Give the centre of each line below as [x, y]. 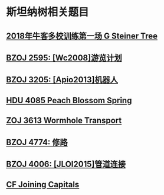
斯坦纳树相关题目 [48, 12]
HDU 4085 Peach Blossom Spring [69, 100]
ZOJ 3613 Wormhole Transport [64, 121]
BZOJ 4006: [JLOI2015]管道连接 [66, 164]
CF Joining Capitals [43, 185]
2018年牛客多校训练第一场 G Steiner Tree [82, 36]
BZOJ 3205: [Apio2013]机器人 [62, 80]
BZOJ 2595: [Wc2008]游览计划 [64, 58]
